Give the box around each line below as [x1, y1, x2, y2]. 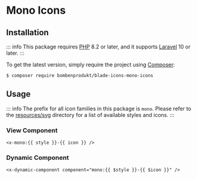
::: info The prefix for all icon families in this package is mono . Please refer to [6, 105, 192, 112]
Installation [6, 27, 49, 38]
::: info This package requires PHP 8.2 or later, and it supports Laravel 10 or [6, 43, 191, 50]
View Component [6, 126, 58, 134]
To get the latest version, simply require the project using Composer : [6, 61, 175, 68]
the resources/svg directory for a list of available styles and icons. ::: [6, 111, 175, 118]
